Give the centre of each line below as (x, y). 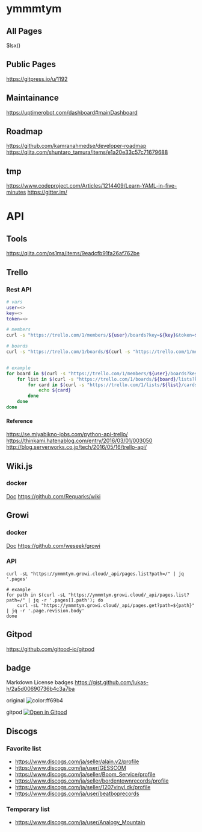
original (16, 700)
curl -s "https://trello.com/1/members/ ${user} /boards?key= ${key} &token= (101, 335)
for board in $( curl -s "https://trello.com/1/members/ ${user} (87, 373)
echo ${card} (54, 390)
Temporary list (28, 809)
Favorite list (24, 748)
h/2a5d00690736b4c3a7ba (41, 689)
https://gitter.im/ (47, 192)
